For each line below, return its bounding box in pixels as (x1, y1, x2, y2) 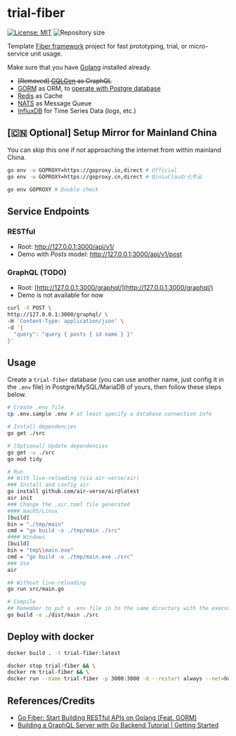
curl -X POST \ (7, 305, 52, 312)
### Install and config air (7, 481, 90, 488)
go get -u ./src (7, 449, 55, 456)
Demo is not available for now (17, 291, 104, 300)
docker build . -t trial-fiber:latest (7, 649, 121, 656)
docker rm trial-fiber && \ (7, 668, 90, 676)
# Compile (7, 598, 37, 606)
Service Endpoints (7, 205, 90, 217)
